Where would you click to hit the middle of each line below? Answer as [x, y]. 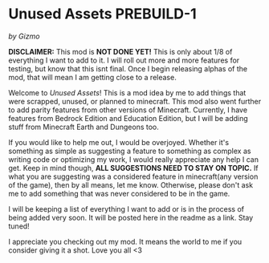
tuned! [19, 226]
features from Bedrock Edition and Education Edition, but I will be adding [128, 118]
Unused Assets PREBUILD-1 [102, 14]
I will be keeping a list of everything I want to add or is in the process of [126, 208]
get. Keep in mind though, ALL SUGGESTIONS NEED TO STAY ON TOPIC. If [133, 168]
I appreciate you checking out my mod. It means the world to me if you [125, 241]
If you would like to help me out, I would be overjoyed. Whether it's [119, 142]
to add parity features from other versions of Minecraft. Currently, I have [128, 110]
